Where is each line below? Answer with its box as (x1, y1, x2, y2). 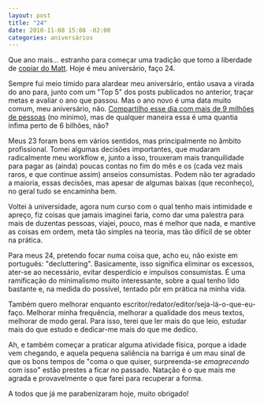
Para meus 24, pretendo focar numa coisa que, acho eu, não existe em (8, 250, 238, 261)
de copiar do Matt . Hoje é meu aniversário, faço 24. (8, 64, 176, 73)
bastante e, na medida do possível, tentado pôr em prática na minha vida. (8, 284, 247, 294)
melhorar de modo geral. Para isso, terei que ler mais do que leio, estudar (8, 317, 247, 326)
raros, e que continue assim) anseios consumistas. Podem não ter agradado (8, 170, 256, 179)
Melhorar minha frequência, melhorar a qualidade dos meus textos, (26, 308, 245, 318)
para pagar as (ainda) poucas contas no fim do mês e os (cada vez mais (8, 161, 243, 171)
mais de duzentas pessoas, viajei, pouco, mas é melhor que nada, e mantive (8, 219, 256, 228)
